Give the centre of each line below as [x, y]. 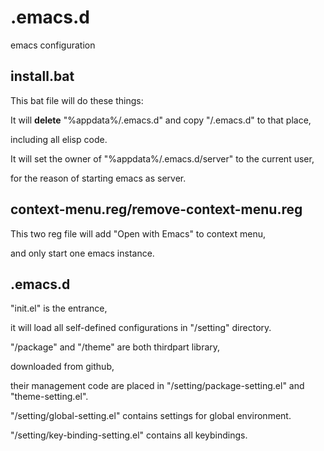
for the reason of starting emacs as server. [98, 178]
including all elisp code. [59, 139]
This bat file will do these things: [77, 100]
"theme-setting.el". [49, 397]
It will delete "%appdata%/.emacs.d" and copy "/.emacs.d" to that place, [161, 120]
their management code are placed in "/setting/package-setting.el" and [157, 386]
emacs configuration [53, 45]
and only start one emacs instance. [82, 253]
